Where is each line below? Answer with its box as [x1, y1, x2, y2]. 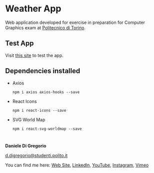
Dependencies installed [5, 67, 81, 75]
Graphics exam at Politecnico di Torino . [5, 24, 86, 30]
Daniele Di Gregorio [5, 143, 46, 149]
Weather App [5, 3, 61, 14]
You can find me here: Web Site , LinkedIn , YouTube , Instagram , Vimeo [5, 162, 149, 168]
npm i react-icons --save [12, 108, 66, 113]
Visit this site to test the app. [5, 52, 64, 58]
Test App [5, 39, 34, 48]
